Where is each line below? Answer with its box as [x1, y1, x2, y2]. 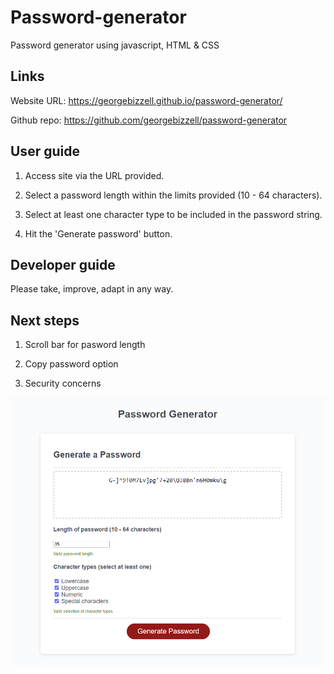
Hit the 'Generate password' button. [24, 227, 173, 240]
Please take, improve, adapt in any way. [10, 283, 174, 295]
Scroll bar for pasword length [24, 339, 146, 351]
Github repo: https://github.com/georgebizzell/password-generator [10, 114, 288, 126]
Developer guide [10, 256, 116, 273]
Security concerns [24, 377, 102, 390]
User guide [10, 143, 80, 160]
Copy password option [24, 358, 119, 370]
